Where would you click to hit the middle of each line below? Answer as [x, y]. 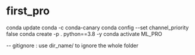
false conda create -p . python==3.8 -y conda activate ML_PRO [84, 33]
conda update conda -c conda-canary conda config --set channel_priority [97, 27]
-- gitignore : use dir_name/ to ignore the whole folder [72, 45]
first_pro [28, 11]
